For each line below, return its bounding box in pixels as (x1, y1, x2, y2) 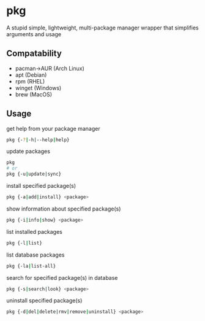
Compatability (6, 48, 62, 59)
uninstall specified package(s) (6, 297, 83, 304)
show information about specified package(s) (6, 205, 121, 212)
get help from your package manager (6, 125, 100, 132)
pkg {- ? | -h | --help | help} (6, 136, 70, 143)
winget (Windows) (15, 84, 62, 91)
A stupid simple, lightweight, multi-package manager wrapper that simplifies (6, 24, 199, 31)
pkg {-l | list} (6, 240, 43, 246)
